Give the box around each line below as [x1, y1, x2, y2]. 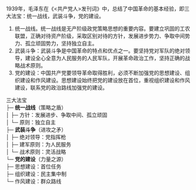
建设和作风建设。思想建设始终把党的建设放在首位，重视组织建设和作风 [19, 77, 190, 84]
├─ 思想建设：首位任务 [6, 163, 62, 170]
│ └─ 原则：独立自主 [6, 119, 56, 126]
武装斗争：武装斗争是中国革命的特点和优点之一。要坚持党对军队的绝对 [14, 47, 185, 54]
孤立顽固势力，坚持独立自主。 [25, 40, 98, 47]
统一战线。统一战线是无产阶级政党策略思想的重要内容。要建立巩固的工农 [14, 25, 190, 32]
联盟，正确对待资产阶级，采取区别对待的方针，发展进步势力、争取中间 [14, 32, 185, 40]
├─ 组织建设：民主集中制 [6, 171, 67, 177]
